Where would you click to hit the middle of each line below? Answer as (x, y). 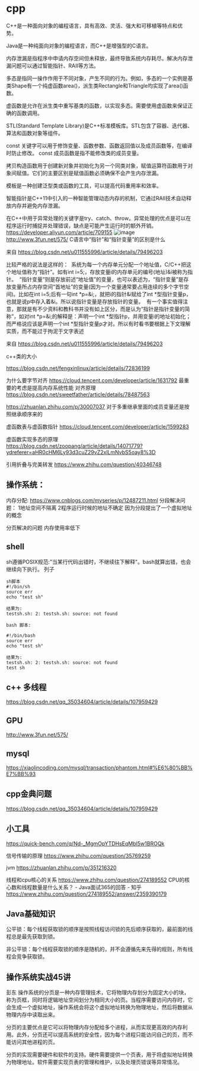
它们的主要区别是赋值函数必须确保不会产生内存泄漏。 (97, 173)
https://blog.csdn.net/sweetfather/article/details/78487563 (78, 394)
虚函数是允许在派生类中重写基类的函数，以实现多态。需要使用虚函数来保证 (97, 105)
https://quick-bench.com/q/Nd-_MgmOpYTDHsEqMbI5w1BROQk (85, 844)
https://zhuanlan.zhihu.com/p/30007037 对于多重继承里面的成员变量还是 (95, 406)
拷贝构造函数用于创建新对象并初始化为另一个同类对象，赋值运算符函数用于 (97, 165)
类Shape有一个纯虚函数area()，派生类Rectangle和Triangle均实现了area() (95, 85)
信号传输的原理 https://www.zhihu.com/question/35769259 (78, 855)
